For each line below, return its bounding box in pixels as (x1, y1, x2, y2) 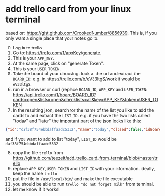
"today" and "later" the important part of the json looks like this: (12, 118, 141, 123)
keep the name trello (12, 171, 58, 176)
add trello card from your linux (5, 3, 131, 15)
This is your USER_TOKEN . (12, 65, 61, 72)
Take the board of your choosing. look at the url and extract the (12, 71, 141, 76)
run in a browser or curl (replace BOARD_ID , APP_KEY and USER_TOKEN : (12, 86, 148, 92)
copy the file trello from (12, 149, 63, 155)
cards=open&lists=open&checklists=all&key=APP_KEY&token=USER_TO (12, 97, 158, 102)
